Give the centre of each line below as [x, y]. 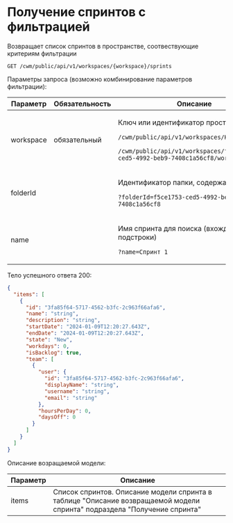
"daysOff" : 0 [57, 417]
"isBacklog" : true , [53, 353]
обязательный [78, 140]
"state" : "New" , [49, 339]
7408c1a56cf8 [139, 204]
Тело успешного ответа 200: [50, 275]
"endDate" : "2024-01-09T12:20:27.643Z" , [85, 333]
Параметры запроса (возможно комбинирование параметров [100, 79]
